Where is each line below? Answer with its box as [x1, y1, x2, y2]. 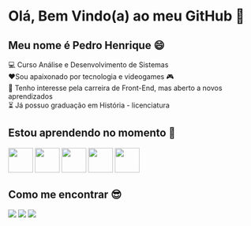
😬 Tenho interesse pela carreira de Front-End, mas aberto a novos [8, 83, 223, 92]
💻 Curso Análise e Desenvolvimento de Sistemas [8, 60, 169, 70]
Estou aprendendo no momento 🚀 [8, 126, 176, 140]
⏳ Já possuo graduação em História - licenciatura [8, 100, 170, 110]
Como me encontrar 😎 [8, 188, 122, 202]
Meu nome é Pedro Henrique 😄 [8, 39, 165, 52]
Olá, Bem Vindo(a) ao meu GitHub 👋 [8, 7, 245, 25]
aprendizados [8, 92, 53, 101]
